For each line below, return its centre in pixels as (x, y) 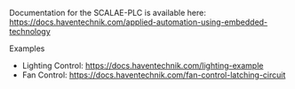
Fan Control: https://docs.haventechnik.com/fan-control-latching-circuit (154, 75)
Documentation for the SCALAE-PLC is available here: (108, 13)
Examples (27, 48)
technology (30, 31)
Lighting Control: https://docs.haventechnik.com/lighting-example (143, 66)
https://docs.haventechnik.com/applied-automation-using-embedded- (139, 22)
